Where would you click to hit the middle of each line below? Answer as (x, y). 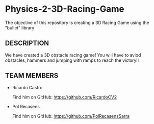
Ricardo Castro (27, 87)
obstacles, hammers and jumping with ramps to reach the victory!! (72, 60)
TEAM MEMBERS (32, 76)
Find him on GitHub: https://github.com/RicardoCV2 (64, 97)
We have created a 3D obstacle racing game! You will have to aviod (73, 55)
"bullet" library (20, 27)
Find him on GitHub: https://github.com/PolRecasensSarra (71, 116)
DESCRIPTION (27, 43)
